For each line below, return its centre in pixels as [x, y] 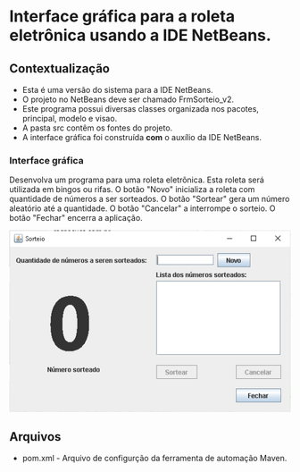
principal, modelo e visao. [70, 118]
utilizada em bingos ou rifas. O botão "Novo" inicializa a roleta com [132, 190]
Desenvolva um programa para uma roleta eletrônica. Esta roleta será [137, 180]
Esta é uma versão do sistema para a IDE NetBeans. [117, 90]
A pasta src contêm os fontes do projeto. [97, 128]
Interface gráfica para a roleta [122, 17]
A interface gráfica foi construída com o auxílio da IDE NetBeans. [142, 137]
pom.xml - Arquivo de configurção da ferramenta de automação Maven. [154, 459]
